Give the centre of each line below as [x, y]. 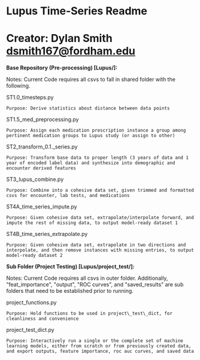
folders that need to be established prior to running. [70, 291]
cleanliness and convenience [43, 319]
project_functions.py [31, 302]
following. [18, 86]
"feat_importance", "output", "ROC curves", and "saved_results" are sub [95, 285]
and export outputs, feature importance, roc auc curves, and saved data [100, 352]
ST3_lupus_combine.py [35, 179]
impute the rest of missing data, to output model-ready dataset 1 [92, 223]
